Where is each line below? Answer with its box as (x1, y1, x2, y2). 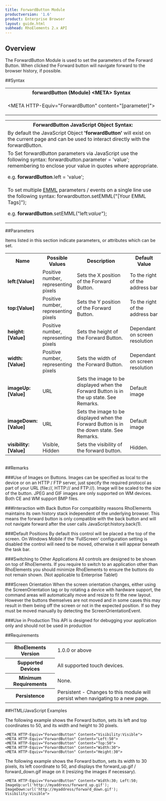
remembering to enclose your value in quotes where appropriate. (7, 162, 158, 169)
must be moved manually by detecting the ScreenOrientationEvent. (5, 608, 142, 614)
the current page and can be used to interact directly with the (7, 135, 150, 142)
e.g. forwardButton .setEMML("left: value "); (7, 210, 107, 217)
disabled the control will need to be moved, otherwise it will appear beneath (5, 541, 160, 547)
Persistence (15, 692, 45, 699)
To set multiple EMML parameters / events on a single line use (7, 186, 152, 193)
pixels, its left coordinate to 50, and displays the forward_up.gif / (5, 763, 136, 769)
